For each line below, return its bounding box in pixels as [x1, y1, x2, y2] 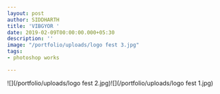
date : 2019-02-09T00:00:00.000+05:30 [7, 29, 115, 36]
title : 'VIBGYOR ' [7, 22, 60, 29]
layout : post [7, 10, 45, 17]
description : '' [7, 35, 53, 42]
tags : [7, 48, 23, 55]
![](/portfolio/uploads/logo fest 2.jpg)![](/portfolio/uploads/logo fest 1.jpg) [7, 79, 214, 87]
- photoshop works [7, 54, 60, 61]
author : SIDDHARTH [7, 16, 60, 23]
